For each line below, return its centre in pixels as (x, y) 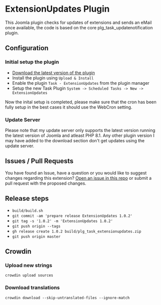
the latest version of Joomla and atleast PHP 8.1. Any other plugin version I (80, 135)
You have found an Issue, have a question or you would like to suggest (76, 173)
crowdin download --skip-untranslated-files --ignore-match (68, 298)
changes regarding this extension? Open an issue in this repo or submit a (79, 178)
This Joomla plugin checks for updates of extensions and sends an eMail (79, 22)
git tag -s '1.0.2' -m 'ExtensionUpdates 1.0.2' (62, 221)
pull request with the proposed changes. (46, 183)
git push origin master (36, 237)
